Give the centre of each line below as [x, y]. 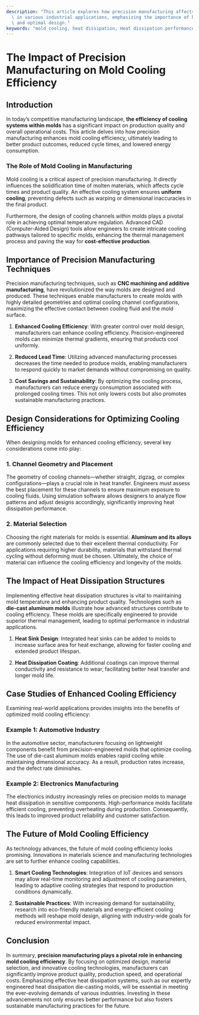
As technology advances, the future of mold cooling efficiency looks [89, 849]
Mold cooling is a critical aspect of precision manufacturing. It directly [92, 179]
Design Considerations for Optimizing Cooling [93, 419]
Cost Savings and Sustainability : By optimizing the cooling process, [98, 381]
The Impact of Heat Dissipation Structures [86, 581]
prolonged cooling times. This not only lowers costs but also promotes [100, 394]
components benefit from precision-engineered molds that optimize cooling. [99, 749]
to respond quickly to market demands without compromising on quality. [103, 370]
